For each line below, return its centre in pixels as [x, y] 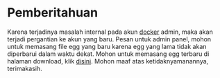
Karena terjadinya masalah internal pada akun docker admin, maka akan [110, 32]
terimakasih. [25, 68]
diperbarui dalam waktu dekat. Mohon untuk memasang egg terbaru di [108, 54]
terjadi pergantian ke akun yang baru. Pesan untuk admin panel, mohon [109, 39]
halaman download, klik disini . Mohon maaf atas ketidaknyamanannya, [108, 61]
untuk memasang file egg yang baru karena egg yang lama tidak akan [107, 46]
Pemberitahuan [53, 13]
